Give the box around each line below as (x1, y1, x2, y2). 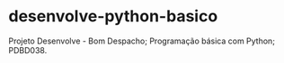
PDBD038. (8, 44, 48, 55)
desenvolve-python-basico (8, 6, 218, 27)
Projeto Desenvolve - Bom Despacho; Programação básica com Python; (8, 35, 276, 46)
